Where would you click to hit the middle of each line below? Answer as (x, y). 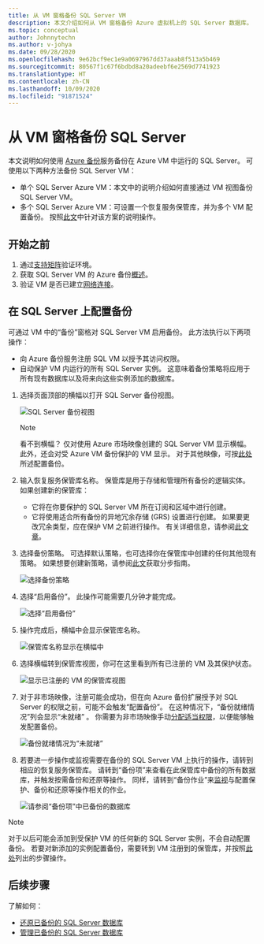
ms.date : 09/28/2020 (42, 52)
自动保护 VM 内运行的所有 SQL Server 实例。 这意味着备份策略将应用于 (135, 368)
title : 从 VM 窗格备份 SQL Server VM (67, 15)
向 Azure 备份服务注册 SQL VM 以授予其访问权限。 (102, 359)
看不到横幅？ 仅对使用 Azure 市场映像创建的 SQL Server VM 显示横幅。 (135, 444)
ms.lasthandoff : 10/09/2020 (54, 89)
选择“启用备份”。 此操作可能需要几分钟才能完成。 (100, 597)
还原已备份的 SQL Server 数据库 (71, 922)
